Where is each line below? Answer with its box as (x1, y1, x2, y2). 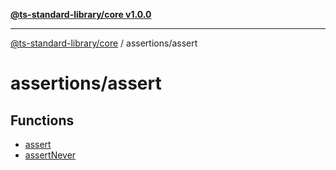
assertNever (24, 149, 77, 161)
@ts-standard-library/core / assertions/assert (10, 37, 198, 49)
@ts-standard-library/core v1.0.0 (10, 9, 152, 20)
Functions (10, 112, 75, 129)
